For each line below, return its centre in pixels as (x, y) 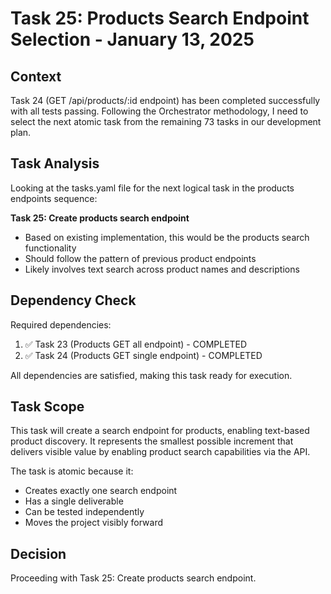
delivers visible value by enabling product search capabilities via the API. (160, 452)
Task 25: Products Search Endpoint (160, 18)
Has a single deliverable (74, 501)
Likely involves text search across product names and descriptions (162, 269)
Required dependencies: (61, 324)
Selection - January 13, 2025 (132, 39)
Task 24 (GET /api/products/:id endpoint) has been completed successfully (165, 100)
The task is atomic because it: (72, 471)
